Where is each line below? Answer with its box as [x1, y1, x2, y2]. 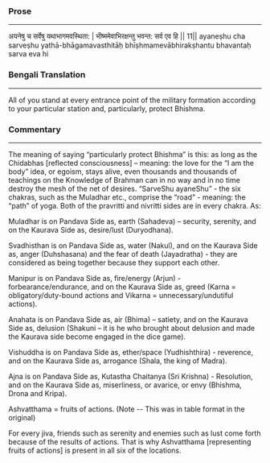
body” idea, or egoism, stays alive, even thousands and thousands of [8, 167, 237, 176]
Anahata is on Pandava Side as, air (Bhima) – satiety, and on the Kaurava [8, 314, 249, 324]
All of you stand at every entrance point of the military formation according [8, 95, 256, 105]
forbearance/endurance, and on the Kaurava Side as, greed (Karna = [8, 282, 237, 291]
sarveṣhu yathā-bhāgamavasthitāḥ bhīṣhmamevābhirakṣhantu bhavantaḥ [8, 40, 252, 50]
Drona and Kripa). [8, 388, 67, 398]
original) [8, 412, 36, 422]
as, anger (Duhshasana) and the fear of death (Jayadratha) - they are [8, 249, 238, 258]
